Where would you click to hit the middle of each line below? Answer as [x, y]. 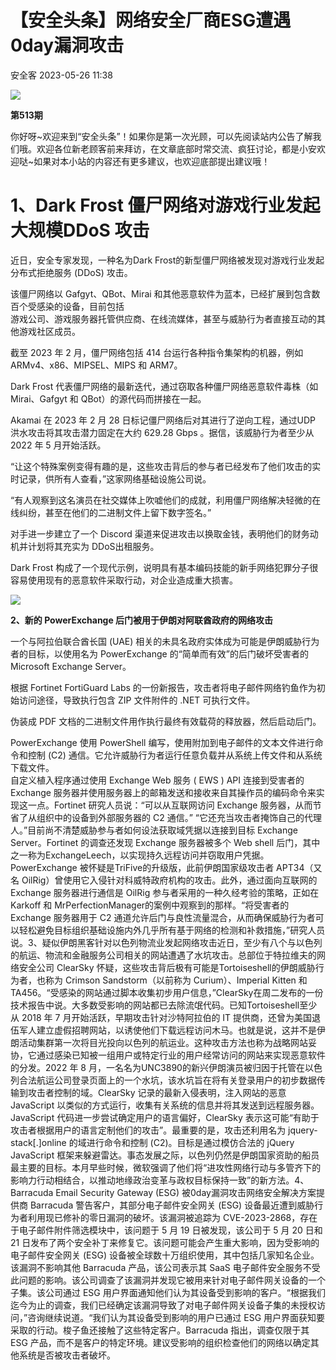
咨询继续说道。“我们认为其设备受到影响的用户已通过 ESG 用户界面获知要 [176, 1317]
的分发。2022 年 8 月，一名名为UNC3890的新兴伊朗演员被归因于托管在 [157, 1067]
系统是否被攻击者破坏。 [67, 1355]
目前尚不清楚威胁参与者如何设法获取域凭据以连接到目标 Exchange [163, 830]
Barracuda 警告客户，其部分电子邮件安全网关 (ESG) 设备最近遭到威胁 [172, 1205]
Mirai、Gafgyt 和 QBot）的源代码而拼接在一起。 [108, 398]
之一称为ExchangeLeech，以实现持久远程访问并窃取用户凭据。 [140, 855]
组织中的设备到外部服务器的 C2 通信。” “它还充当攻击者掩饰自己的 [170, 817]
